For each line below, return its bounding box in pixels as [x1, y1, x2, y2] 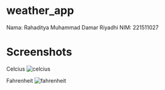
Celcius [6, 65, 26, 72]
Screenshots [6, 45, 72, 59]
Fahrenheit [6, 77, 33, 84]
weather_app [6, 4, 74, 18]
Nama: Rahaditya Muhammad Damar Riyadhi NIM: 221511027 [6, 24, 160, 31]
